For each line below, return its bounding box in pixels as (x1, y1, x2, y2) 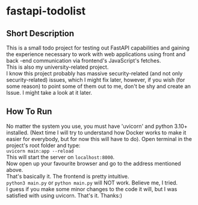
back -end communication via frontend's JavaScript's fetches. (6, 57, 161, 64)
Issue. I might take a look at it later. (6, 89, 92, 96)
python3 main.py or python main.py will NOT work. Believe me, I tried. (6, 179, 178, 186)
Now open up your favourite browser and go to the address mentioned (6, 160, 182, 167)
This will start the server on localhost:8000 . (6, 153, 115, 160)
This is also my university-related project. (6, 63, 109, 71)
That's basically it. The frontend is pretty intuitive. (6, 172, 129, 180)
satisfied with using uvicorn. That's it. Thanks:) (6, 192, 122, 199)
